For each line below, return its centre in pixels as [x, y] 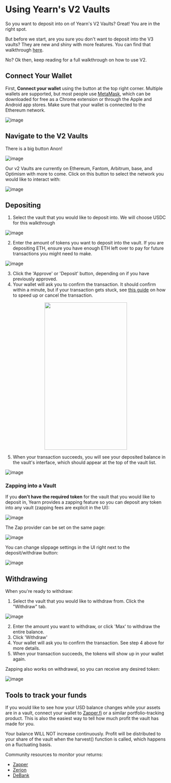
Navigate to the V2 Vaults [47, 136]
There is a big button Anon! [34, 148]
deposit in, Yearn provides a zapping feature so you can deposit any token [83, 502]
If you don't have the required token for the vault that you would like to [80, 497]
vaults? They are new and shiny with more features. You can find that [78, 44]
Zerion [20, 770]
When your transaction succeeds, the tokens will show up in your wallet [88, 654]
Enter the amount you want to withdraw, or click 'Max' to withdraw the [86, 627]
